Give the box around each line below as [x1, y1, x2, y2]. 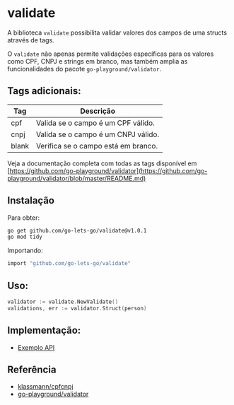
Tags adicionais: [7, 85, 81, 97]
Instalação [7, 194, 55, 206]
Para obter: [7, 213, 40, 222]
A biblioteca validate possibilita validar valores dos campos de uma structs [7, 28, 228, 37]
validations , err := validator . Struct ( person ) [7, 305, 147, 312]
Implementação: [7, 324, 81, 336]
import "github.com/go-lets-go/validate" [7, 260, 131, 267]
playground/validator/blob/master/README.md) [7, 174, 146, 182]
